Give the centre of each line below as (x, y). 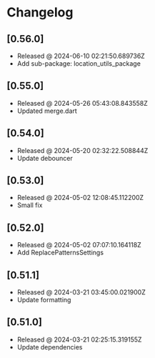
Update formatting (44, 300)
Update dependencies (50, 347)
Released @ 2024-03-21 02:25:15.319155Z (79, 339)
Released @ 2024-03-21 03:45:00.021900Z (81, 292)
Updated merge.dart (47, 111)
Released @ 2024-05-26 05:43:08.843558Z (82, 103)
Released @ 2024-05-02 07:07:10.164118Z (79, 245)
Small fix (30, 205)
